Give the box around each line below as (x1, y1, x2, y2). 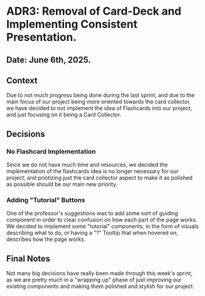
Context (6, 75, 38, 86)
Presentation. (6, 31, 77, 44)
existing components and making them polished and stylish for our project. (6, 283, 195, 290)
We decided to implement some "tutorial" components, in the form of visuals (6, 223, 199, 230)
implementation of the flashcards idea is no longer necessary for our (6, 168, 179, 175)
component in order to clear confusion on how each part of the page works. (6, 216, 198, 224)
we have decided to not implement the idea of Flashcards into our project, (6, 105, 192, 112)
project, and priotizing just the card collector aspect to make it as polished (6, 174, 193, 182)
